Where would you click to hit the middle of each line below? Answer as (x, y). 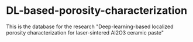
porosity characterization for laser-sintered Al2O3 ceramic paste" (85, 32)
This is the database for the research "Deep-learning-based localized (90, 26)
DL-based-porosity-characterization (97, 11)
